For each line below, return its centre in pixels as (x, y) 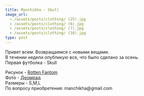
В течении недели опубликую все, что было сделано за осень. (72, 57)
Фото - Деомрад (23, 77)
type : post (16, 38)
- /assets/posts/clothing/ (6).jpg (47, 24)
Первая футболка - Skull (31, 62)
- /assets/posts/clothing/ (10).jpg (48, 33)
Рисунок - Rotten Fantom (31, 72)
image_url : (16, 14)
